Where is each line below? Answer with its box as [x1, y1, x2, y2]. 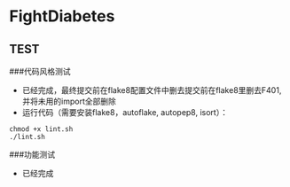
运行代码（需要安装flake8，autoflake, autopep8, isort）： [21, 107, 229, 117]
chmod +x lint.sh [9, 125, 74, 134]
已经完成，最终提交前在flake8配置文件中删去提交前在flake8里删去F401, [21, 85, 282, 95]
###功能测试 [9, 149, 56, 160]
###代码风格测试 [9, 66, 71, 76]
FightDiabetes [9, 6, 115, 27]
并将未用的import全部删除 [21, 96, 117, 106]
